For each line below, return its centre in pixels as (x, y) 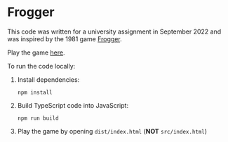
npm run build (38, 118)
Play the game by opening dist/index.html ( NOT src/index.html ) (112, 131)
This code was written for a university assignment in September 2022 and (114, 31)
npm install (35, 92)
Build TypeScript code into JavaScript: (73, 105)
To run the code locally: (41, 66)
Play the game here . (36, 52)
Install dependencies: (48, 79)
